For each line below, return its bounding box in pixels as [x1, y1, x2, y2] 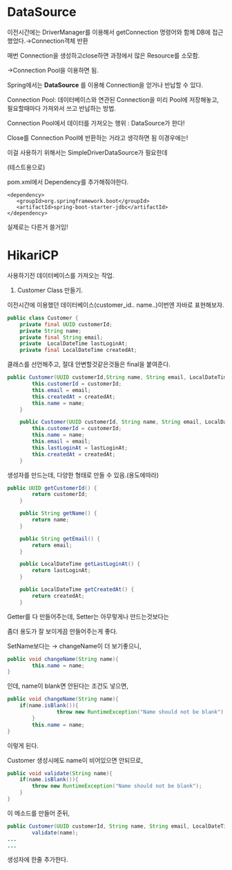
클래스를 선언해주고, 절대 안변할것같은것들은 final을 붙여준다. [7, 360, 171, 369]
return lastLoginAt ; [32, 567, 91, 574]
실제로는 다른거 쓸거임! [7, 222, 68, 231]
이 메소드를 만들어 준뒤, [7, 808, 70, 817]
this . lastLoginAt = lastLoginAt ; [32, 444, 128, 451]
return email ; [32, 542, 72, 549]
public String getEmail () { [19, 535, 100, 542]
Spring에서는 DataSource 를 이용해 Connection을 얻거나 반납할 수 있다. [7, 80, 204, 89]
